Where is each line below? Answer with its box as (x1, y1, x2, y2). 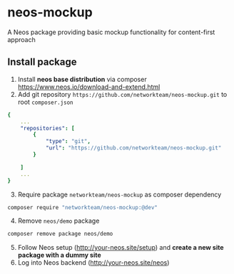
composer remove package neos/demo (7, 231, 113, 238)
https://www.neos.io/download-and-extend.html (17, 83, 161, 91)
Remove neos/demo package (17, 216, 100, 225)
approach (7, 35, 36, 43)
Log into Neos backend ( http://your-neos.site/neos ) (17, 258, 170, 267)
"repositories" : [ (20, 125, 75, 132)
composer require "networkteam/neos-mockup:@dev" (7, 204, 158, 211)
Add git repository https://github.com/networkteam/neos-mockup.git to (17, 90, 228, 98)
